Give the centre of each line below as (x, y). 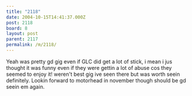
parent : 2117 (22, 39)
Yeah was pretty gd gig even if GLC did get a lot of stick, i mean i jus (89, 61)
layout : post (22, 34)
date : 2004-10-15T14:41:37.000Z (46, 17)
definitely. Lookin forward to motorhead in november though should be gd (96, 80)
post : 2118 (19, 23)
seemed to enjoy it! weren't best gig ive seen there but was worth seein (93, 74)
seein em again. (25, 87)
